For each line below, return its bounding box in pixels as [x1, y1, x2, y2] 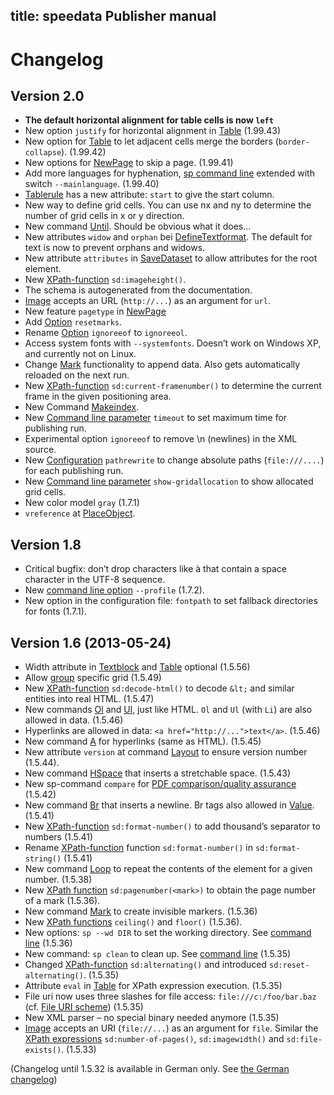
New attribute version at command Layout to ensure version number [24, 746, 308, 758]
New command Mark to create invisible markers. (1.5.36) [24, 905, 258, 918]
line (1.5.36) [24, 937, 73, 949]
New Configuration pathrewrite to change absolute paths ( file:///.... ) [24, 454, 325, 466]
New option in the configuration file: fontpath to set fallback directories [24, 595, 318, 607]
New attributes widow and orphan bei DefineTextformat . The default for [24, 231, 313, 243]
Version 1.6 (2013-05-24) [10, 634, 172, 651]
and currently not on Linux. [24, 348, 137, 360]
